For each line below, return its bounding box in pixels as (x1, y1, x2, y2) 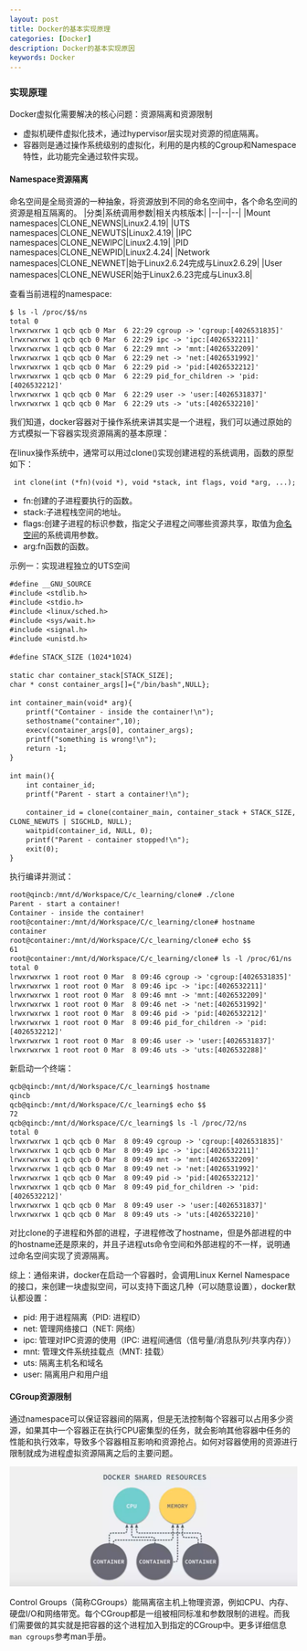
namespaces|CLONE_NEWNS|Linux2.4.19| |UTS (9, 217, 190, 228)
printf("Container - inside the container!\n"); (26, 707, 215, 716)
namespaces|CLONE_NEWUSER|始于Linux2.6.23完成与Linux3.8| (9, 269, 253, 280)
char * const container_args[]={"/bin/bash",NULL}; (9, 680, 210, 689)
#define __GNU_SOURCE (9, 579, 92, 588)
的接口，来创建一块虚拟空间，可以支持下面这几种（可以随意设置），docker (9, 1280, 288, 1292)
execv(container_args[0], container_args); (26, 725, 195, 735)
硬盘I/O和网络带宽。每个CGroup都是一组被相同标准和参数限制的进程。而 (9, 1608, 282, 1619)
